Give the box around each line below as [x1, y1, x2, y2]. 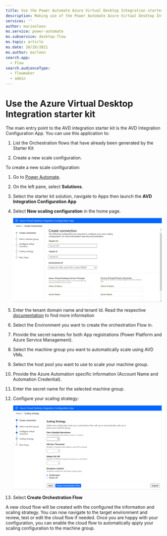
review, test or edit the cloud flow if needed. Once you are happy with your [5, 515, 158, 521]
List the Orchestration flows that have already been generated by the [12, 139, 154, 146]
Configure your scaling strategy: [12, 396, 79, 402]
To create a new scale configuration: [5, 164, 81, 170]
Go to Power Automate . [12, 174, 61, 180]
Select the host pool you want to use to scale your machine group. [12, 361, 149, 367]
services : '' [5, 18, 33, 23]
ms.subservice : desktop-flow [5, 34, 66, 39]
